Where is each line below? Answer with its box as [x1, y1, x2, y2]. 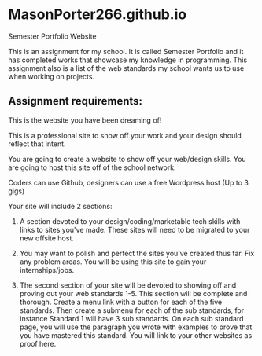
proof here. [19, 339, 57, 348]
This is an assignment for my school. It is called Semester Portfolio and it [8, 46, 244, 56]
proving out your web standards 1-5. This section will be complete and [19, 288, 248, 298]
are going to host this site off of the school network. [8, 163, 176, 172]
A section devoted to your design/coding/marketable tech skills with [19, 216, 241, 226]
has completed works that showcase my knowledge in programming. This [8, 55, 248, 64]
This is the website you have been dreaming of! [8, 116, 162, 125]
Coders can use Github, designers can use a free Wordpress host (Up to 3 [8, 178, 249, 187]
